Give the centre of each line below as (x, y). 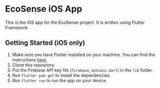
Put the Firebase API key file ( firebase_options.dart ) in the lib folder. (83, 70)
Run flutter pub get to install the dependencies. (61, 75)
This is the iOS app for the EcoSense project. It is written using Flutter (75, 22)
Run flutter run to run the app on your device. (60, 80)
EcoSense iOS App (44, 9)
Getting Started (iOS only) (45, 43)
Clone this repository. (34, 65)
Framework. (17, 27)
